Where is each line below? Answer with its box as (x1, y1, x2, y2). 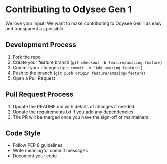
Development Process (5, 40, 77, 49)
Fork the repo (12, 54, 41, 60)
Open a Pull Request (12, 75, 56, 81)
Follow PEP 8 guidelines (12, 142, 63, 148)
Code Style (5, 129, 41, 137)
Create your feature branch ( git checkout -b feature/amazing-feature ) (12, 59, 162, 65)
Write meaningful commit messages (12, 148, 88, 154)
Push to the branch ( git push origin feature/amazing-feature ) (12, 70, 145, 76)
